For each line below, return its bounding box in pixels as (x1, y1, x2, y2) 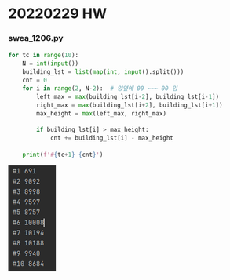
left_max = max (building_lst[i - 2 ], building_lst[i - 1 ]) (36, 93, 220, 100)
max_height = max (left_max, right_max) (36, 109, 167, 118)
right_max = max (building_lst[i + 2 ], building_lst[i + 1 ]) (36, 101, 223, 109)
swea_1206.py (8, 33, 64, 44)
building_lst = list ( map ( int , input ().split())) (22, 68, 184, 76)
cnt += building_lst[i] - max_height (49, 134, 174, 142)
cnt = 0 (22, 76, 47, 85)
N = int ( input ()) (22, 60, 79, 67)
